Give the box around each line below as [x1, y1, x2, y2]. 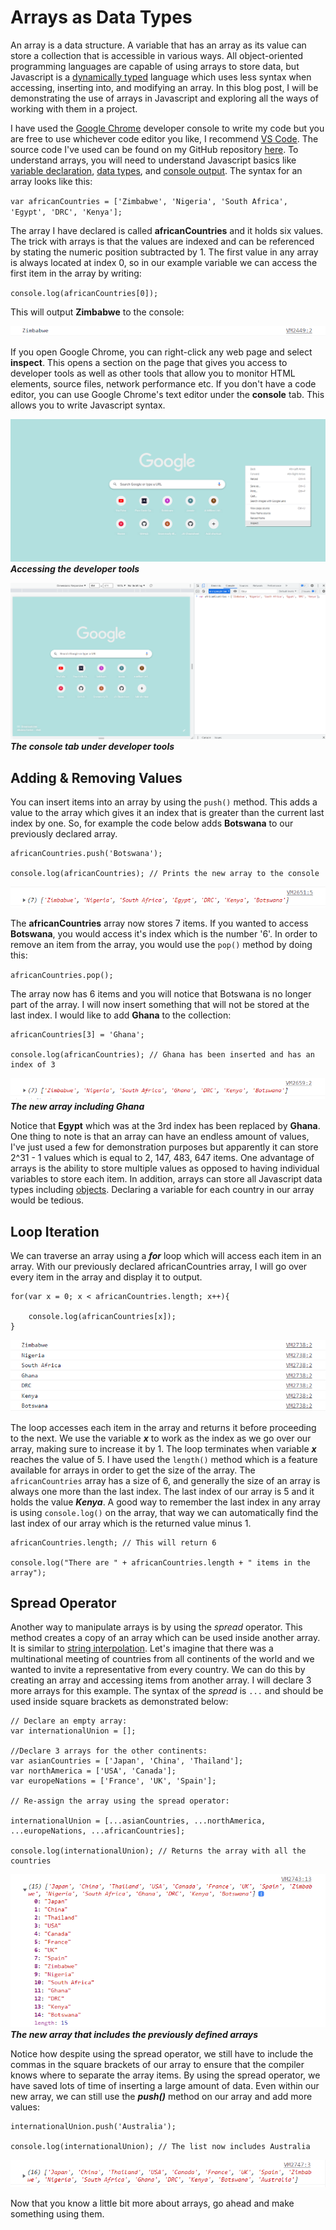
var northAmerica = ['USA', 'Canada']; [10, 1766, 177, 1776]
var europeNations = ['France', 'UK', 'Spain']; [10, 1776, 217, 1786]
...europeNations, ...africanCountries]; [10, 1826, 186, 1836]
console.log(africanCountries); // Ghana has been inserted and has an [10, 1049, 315, 1060]
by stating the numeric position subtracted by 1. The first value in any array [10, 246, 319, 258]
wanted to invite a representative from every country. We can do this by [10, 1664, 306, 1676]
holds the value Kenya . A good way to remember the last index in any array [10, 1496, 321, 1508]
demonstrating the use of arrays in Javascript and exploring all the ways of [10, 92, 319, 104]
